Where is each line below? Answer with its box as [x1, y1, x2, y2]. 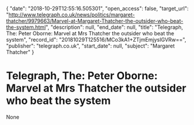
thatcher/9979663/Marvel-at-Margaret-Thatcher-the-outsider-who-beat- [6, 18, 183, 24]
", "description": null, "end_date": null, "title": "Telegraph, [45, 23, 183, 31]
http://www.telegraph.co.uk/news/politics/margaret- [8, 11, 135, 18]
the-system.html [6, 23, 46, 31]
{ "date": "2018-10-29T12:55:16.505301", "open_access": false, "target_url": [6, 5, 189, 12]
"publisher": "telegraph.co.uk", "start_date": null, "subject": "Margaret [6, 42, 175, 49]
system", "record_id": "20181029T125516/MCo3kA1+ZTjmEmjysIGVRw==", [6, 36, 186, 43]
